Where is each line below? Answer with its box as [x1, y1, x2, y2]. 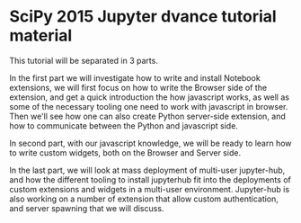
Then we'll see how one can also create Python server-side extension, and [9, 111, 286, 121]
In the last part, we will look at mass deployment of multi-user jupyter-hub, [9, 165, 286, 175]
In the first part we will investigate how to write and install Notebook [9, 72, 261, 83]
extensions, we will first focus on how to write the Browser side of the [9, 82, 268, 93]
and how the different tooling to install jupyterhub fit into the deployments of [9, 174, 292, 185]
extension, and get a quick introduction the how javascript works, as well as [9, 92, 290, 103]
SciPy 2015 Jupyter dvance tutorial [9, 6, 277, 27]
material [9, 25, 73, 46]
